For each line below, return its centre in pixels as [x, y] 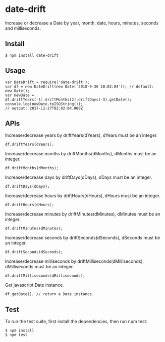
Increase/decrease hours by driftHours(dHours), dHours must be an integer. [83, 196]
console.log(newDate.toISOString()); [44, 104]
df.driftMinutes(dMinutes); [34, 228]
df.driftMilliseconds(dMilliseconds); [45, 276]
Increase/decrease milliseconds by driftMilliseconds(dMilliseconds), [75, 261]
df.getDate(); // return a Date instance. [50, 294]
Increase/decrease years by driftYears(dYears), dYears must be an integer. [81, 135]
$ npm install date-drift [32, 55]
